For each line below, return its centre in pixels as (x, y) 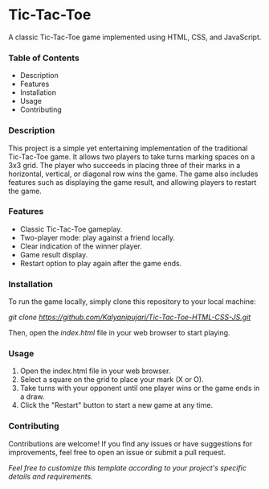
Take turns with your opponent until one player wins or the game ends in (140, 388)
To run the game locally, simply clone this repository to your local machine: (132, 302)
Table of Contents (44, 58)
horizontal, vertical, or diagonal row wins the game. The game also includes (133, 174)
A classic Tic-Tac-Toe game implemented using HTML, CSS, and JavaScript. (135, 37)
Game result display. (54, 254)
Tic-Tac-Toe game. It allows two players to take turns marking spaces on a (132, 156)
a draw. (32, 397)
